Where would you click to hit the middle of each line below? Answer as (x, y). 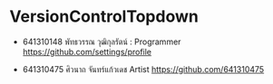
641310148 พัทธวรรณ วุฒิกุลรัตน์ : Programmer (102, 42)
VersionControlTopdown (104, 17)
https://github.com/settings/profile (87, 51)
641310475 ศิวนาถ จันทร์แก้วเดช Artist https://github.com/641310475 (143, 69)
